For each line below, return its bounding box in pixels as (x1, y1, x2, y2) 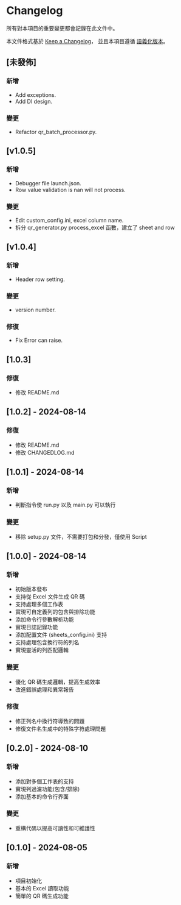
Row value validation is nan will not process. (15, 186, 126, 193)
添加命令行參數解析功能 (15, 616, 74, 623)
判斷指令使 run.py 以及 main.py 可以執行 (15, 501, 116, 509)
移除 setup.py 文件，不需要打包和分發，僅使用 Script (15, 533, 147, 540)
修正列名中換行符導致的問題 (15, 717, 85, 725)
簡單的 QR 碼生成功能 (15, 892, 69, 900)
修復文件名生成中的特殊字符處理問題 (15, 725, 106, 732)
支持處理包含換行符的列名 (15, 639, 80, 646)
